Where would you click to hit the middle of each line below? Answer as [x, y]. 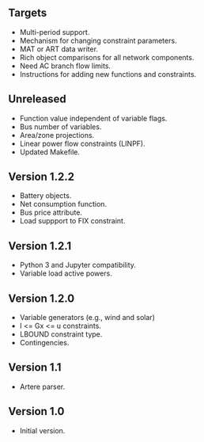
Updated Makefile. [50, 152]
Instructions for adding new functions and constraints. [108, 74]
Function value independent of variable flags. [93, 118]
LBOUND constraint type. [61, 334]
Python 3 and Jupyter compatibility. [78, 265]
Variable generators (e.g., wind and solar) [87, 318]
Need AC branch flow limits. [65, 66]
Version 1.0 [36, 412]
